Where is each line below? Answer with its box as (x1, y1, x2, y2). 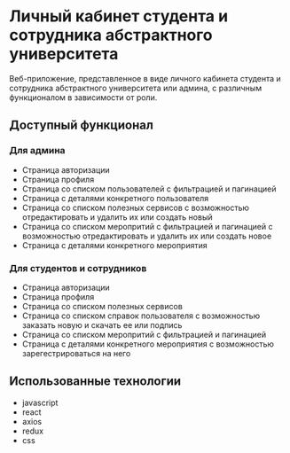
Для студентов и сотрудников (9, 262, 147, 274)
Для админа (9, 144, 66, 157)
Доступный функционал (9, 118, 153, 133)
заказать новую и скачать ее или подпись (21, 319, 183, 330)
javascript (21, 397, 59, 408)
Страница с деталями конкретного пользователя (21, 192, 209, 203)
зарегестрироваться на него (21, 348, 131, 358)
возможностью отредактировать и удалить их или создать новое (21, 230, 272, 241)
